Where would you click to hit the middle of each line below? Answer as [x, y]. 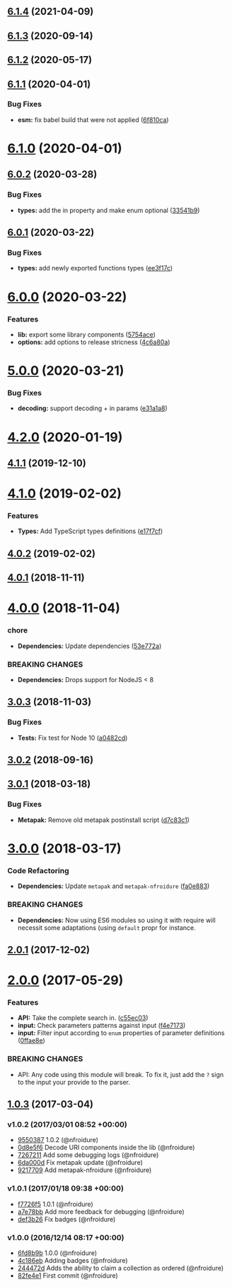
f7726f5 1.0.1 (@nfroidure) [55, 1204]
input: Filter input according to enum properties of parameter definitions [121, 1033]
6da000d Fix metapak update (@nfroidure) [80, 1163]
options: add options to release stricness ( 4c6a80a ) [94, 342]
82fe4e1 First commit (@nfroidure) [68, 1276]
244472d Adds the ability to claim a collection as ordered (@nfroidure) [121, 1268]
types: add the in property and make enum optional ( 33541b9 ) [109, 210]
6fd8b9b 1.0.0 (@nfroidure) [57, 1253]
